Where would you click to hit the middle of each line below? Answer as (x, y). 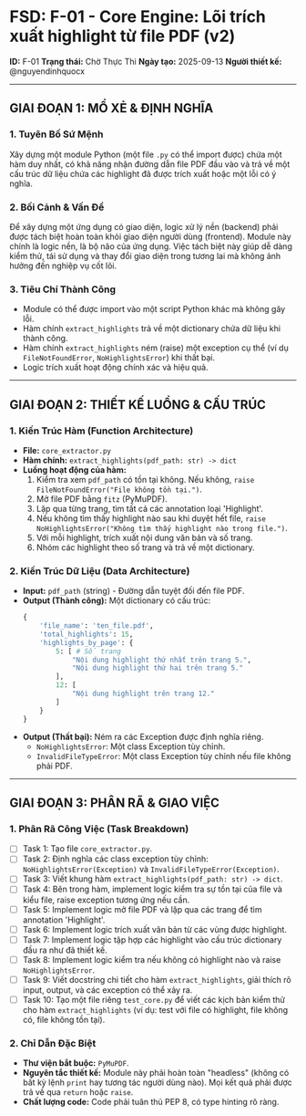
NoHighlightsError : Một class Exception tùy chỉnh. (131, 746)
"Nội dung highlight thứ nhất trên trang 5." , (162, 660)
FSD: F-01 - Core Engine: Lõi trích (138, 17)
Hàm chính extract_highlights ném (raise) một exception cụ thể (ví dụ (155, 348)
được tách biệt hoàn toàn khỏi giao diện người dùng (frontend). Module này (150, 236)
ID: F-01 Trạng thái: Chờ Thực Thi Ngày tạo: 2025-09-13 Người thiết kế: (146, 61)
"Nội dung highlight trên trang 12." (143, 694)
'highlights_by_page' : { (87, 642)
